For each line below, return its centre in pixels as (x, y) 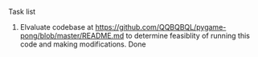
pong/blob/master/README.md (72, 36)
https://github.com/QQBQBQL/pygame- (161, 27)
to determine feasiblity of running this (188, 36)
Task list (22, 12)
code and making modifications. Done (83, 44)
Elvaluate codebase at (57, 27)
